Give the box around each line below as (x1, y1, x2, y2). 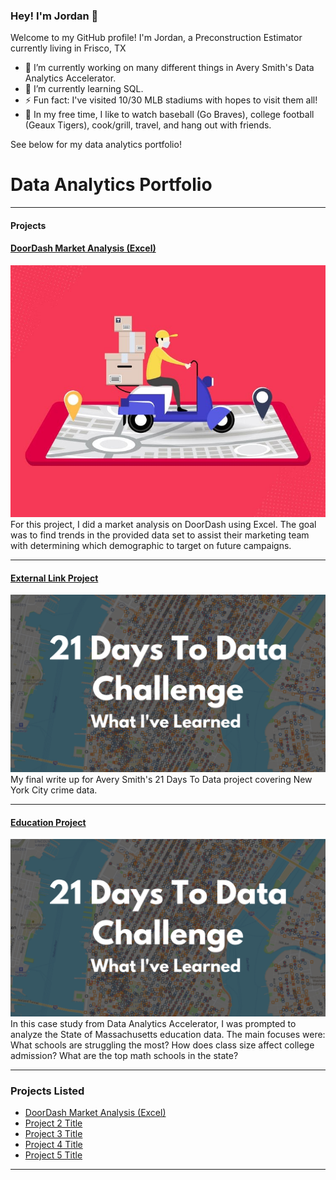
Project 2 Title (24, 1117, 83, 1129)
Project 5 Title (24, 1149, 83, 1161)
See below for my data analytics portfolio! (10, 139, 182, 151)
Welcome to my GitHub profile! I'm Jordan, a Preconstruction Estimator (10, 32, 303, 44)
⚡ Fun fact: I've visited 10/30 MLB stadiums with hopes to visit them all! (24, 94, 318, 106)
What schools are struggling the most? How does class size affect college (10, 1039, 315, 1051)
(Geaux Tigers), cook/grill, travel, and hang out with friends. (24, 119, 272, 131)
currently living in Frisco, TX (10, 42, 127, 54)
